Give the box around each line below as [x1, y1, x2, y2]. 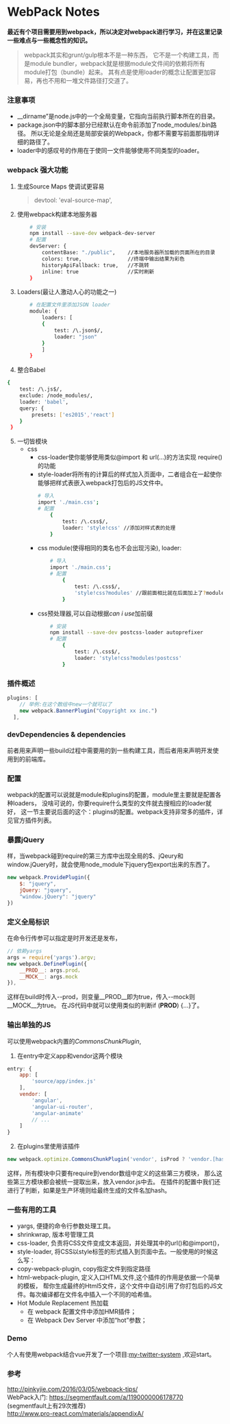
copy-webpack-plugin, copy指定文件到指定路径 [16, 1265, 151, 1273]
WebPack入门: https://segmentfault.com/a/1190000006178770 [7, 1392, 183, 1401]
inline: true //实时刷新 [42, 268, 155, 275]
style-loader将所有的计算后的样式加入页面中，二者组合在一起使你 [37, 470, 222, 478]
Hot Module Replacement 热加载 [16, 1299, 109, 1308]
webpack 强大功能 [7, 165, 68, 175]
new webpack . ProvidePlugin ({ [7, 874, 90, 881]
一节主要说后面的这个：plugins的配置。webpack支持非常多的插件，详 [26, 808, 224, 816]
